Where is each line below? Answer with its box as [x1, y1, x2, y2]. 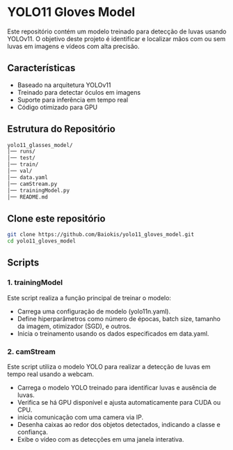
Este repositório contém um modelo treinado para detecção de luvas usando [7, 27, 227, 36]
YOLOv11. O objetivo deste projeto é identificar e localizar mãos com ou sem [7, 34, 226, 42]
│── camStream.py [7, 180, 58, 187]
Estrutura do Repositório [7, 123, 116, 135]
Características [7, 62, 76, 74]
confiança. [17, 428, 49, 436]
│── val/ [7, 168, 33, 175]
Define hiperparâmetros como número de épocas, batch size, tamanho [17, 314, 221, 323]
